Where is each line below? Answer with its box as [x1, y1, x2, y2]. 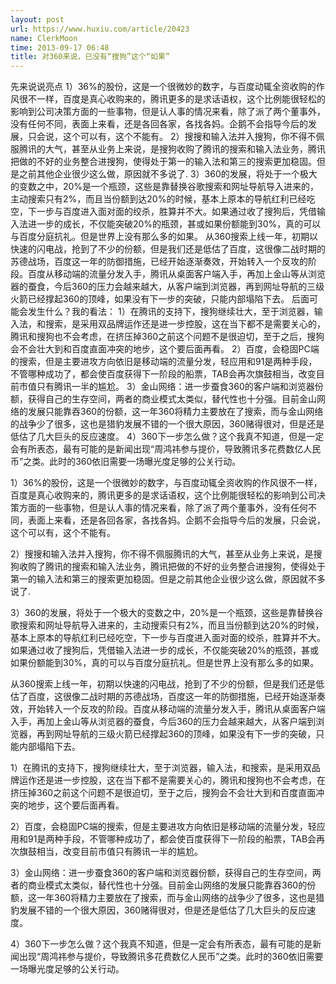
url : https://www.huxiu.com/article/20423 [10, 24, 190, 34]
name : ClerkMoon [10, 33, 78, 43]
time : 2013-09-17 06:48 [10, 42, 110, 53]
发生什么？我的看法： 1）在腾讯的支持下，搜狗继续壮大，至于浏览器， [27, 306, 315, 318]
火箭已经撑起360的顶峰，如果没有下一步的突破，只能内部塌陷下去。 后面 [10, 293, 310, 305]
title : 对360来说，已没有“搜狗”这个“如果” [10, 52, 170, 62]
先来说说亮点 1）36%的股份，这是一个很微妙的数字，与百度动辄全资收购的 [10, 81, 317, 93]
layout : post [10, 14, 65, 25]
